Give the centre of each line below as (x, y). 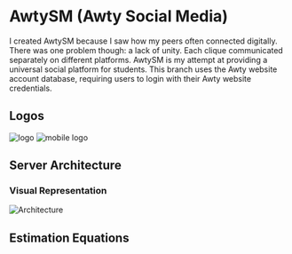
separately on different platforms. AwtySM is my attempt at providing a (138, 60)
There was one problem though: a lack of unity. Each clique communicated (146, 50)
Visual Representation (58, 191)
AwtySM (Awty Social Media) (119, 16)
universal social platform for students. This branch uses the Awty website (143, 69)
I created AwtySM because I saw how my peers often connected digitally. (143, 41)
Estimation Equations (69, 238)
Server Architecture (65, 166)
